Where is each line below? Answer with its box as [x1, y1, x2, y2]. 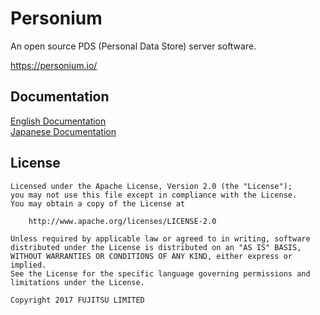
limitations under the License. [10, 277, 145, 287]
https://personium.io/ [10, 59, 98, 71]
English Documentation [10, 115, 107, 127]
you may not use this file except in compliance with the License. [10, 190, 298, 200]
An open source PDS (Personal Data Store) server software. [10, 40, 257, 52]
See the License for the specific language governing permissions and [10, 268, 311, 279]
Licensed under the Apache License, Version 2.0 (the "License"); [10, 181, 293, 191]
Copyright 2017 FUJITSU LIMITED [10, 295, 145, 305]
